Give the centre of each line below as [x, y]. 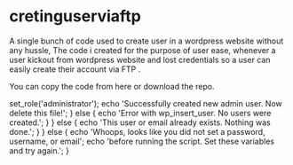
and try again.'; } [39, 150]
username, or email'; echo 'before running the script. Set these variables [142, 141]
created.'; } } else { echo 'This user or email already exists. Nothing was [140, 122]
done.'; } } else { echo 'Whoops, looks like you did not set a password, [137, 131]
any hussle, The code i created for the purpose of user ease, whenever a [143, 50]
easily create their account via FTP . [75, 69]
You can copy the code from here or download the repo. [112, 86]
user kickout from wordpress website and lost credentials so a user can [140, 59]
